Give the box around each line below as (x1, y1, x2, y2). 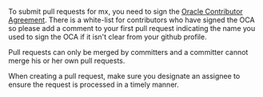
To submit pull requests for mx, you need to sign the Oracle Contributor (8, 7, 244, 16)
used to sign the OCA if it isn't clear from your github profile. (8, 32, 207, 41)
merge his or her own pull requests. (8, 56, 126, 65)
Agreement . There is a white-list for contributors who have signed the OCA (8, 15, 255, 25)
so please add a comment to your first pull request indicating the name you (8, 24, 256, 33)
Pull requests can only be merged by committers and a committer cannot (8, 48, 249, 56)
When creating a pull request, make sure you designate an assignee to (8, 72, 241, 80)
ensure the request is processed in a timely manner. (8, 80, 179, 89)
